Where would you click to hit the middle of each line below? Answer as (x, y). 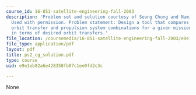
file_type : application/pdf (40, 44)
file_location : (24, 38)
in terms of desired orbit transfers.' (60, 33)
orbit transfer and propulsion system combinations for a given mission (101, 28)
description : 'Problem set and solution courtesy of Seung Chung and (92, 17)
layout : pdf (20, 50)
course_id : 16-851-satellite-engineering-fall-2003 (70, 11)
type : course (22, 60)
